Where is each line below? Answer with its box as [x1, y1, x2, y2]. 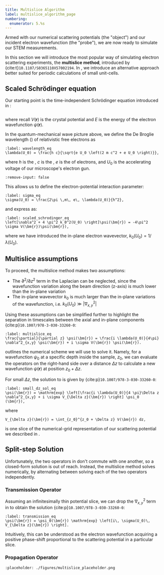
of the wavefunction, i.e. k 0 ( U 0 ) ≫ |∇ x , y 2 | [12, 300, 97, 308]
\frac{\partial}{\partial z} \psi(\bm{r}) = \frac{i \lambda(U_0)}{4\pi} [5, 336, 160, 341]
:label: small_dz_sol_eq [5, 386, 56, 391]
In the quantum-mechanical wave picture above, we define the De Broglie [5, 131, 154, 137]
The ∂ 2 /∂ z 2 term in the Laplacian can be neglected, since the [12, 277, 137, 284]
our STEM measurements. [5, 45, 58, 51]
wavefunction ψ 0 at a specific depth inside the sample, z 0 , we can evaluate [5, 354, 158, 361]
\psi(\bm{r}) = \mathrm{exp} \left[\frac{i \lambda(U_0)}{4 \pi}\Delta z [5, 390, 160, 395]
